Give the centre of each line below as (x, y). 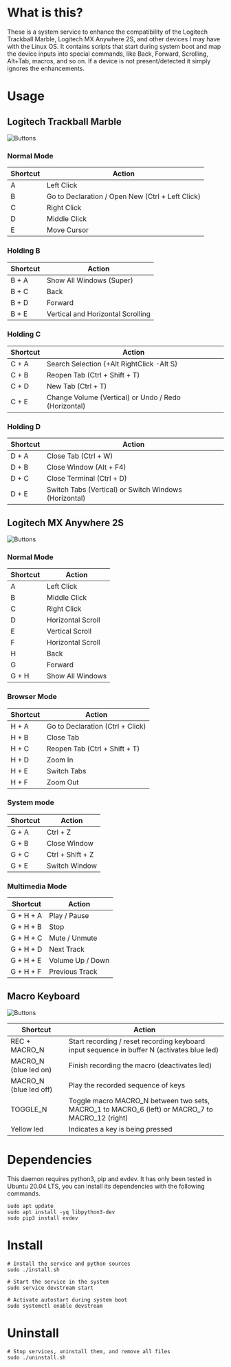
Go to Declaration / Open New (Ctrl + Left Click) (124, 196)
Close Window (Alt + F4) (87, 468)
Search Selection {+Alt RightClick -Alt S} (112, 364)
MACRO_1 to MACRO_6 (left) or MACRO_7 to (141, 1109)
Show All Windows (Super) (90, 280)
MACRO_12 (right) (98, 1118)
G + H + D (26, 950)
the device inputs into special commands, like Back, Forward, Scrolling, (108, 54)
